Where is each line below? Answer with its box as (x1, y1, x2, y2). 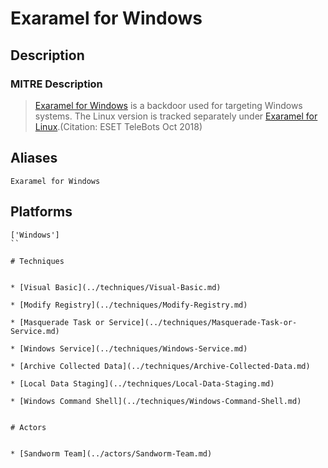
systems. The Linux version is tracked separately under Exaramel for (34, 110, 318, 122)
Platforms (10, 203, 73, 221)
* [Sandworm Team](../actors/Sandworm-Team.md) (10, 448, 213, 459)
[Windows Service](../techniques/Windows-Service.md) (19, 343, 248, 354)
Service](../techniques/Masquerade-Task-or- (108, 317, 298, 327)
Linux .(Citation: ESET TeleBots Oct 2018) (34, 120, 203, 132)
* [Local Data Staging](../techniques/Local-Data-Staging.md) (10, 378, 275, 389)
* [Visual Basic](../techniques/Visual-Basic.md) (10, 282, 222, 292)
